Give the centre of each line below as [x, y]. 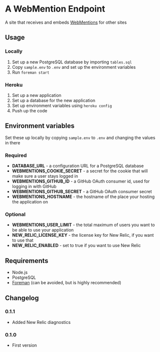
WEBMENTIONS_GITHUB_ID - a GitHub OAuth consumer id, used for [81, 181]
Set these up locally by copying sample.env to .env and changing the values [80, 138]
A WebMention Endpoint [55, 9]
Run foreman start [31, 72]
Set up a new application [37, 95]
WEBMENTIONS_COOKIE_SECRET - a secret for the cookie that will [80, 171]
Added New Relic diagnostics [41, 322]
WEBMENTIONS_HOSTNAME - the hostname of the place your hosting [83, 197]
